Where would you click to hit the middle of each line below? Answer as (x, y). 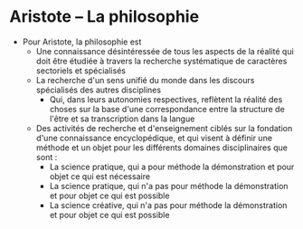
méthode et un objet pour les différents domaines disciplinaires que (161, 148)
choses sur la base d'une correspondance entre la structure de (167, 109)
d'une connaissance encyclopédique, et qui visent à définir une (154, 138)
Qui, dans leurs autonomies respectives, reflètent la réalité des (166, 99)
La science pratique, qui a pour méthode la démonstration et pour (172, 167)
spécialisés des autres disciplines (98, 90)
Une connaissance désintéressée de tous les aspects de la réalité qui (165, 51)
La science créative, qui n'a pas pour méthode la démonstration (168, 205)
